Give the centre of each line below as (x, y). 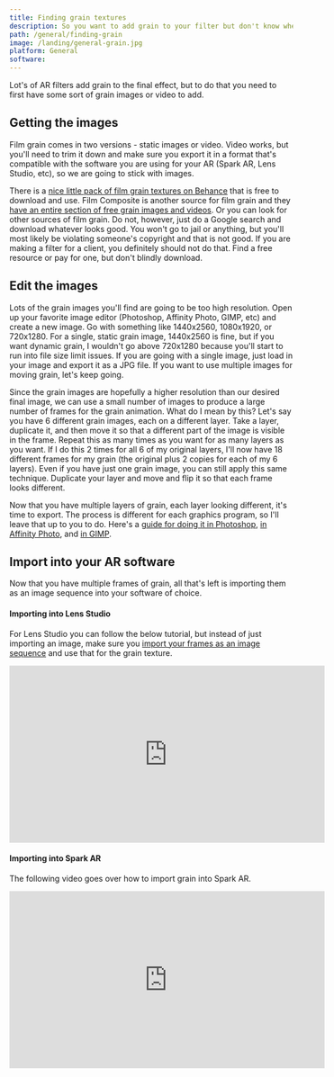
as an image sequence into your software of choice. (106, 593)
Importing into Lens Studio (60, 614)
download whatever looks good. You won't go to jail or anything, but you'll (147, 229)
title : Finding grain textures (68, 18)
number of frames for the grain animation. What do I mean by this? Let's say (150, 411)
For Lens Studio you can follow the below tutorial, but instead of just (136, 633)
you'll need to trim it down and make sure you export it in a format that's (143, 154)
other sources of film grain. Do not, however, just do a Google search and (145, 219)
